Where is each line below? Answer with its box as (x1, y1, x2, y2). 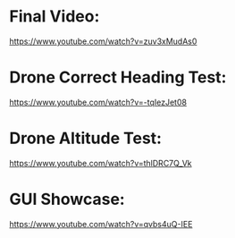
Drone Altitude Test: (9, 128, 163, 149)
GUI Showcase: (9, 190, 125, 209)
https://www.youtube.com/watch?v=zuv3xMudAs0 (9, 36, 197, 47)
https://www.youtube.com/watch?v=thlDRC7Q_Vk (9, 157, 192, 168)
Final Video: (9, 6, 100, 27)
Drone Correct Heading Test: (9, 67, 227, 88)
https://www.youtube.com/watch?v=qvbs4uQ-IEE (9, 218, 193, 229)
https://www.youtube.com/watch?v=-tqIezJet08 (9, 97, 188, 107)
